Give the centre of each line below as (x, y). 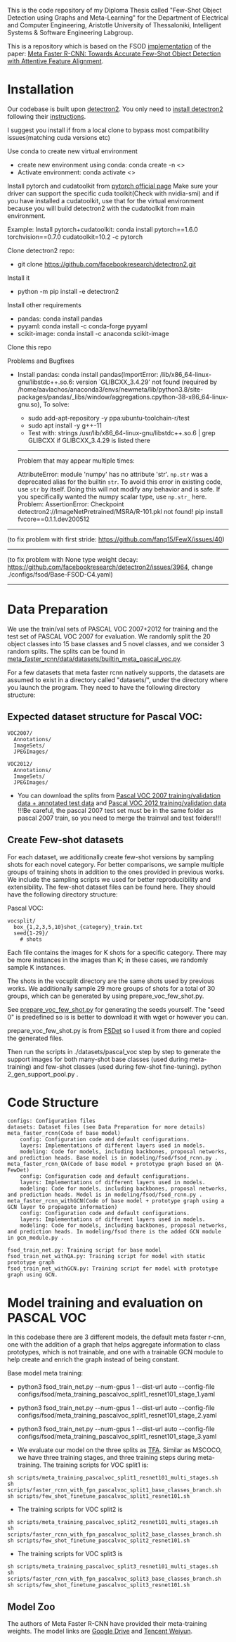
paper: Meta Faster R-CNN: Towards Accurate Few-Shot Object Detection (114, 53)
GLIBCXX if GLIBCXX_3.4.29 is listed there (89, 440)
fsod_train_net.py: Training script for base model (84, 1250)
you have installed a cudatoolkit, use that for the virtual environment (106, 200)
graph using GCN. (33, 1275)
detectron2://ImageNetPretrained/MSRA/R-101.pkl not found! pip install (120, 511)
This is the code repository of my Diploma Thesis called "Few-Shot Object (114, 10)
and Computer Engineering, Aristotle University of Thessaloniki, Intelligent (114, 25)
